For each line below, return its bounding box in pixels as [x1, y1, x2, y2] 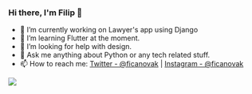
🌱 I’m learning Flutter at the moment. [19, 33, 140, 43]
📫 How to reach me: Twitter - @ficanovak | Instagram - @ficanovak [19, 59, 244, 69]
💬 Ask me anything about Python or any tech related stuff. [19, 51, 211, 60]
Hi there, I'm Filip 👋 [8, 7, 83, 18]
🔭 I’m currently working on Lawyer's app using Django [19, 25, 199, 35]
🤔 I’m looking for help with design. [19, 42, 132, 51]
